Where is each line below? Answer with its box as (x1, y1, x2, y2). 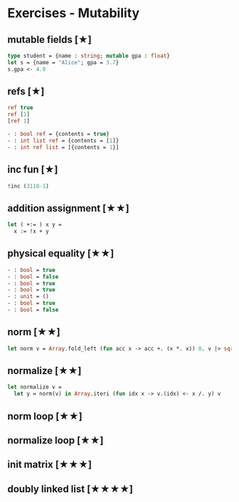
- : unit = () (7, 293, 50, 301)
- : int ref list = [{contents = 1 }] (7, 144, 119, 151)
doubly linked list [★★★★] (7, 483, 134, 495)
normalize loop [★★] (7, 434, 104, 446)
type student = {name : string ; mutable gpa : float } (7, 52, 171, 59)
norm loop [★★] (7, 410, 83, 422)
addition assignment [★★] (7, 202, 129, 214)
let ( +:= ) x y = (7, 221, 62, 229)
